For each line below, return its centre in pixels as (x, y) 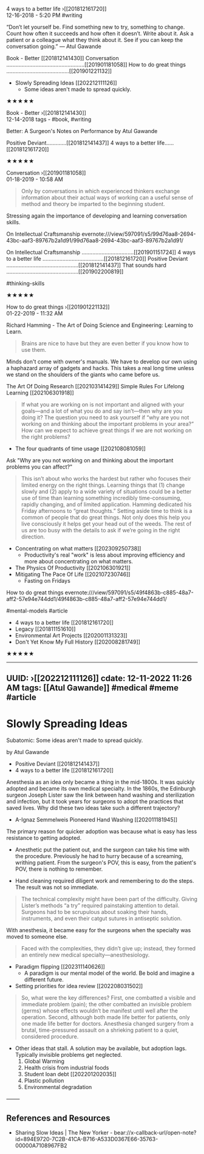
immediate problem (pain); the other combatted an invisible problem (106, 1005)
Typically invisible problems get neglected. (69, 1055)
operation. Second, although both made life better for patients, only (105, 1017)
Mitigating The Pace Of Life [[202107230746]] (73, 574)
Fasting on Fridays (47, 581)
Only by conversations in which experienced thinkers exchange (100, 191)
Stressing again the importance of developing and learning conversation (97, 216)
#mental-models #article (37, 611)
